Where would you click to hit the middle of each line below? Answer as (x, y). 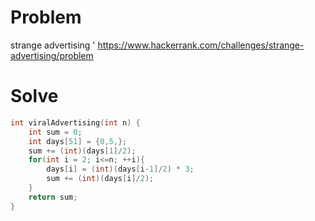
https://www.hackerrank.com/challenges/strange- (201, 45)
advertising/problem (52, 55)
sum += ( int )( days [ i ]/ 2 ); (100, 179)
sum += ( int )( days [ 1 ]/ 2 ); (82, 151)
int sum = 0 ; (55, 132)
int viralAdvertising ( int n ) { (75, 122)
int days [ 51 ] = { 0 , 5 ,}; (78, 141)
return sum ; (53, 197)
